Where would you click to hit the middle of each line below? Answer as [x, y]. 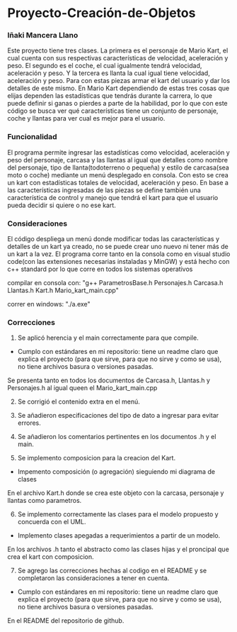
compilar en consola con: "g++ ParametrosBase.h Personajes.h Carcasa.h [115, 283]
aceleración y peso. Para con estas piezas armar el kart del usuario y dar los [119, 81]
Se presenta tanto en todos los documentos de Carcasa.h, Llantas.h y [109, 380]
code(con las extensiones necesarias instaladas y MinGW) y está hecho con [118, 262]
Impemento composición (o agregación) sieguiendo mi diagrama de [116, 472]
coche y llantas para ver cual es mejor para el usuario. [86, 118]
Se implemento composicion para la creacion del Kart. [96, 458]
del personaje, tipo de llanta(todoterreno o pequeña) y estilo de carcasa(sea [118, 167]
